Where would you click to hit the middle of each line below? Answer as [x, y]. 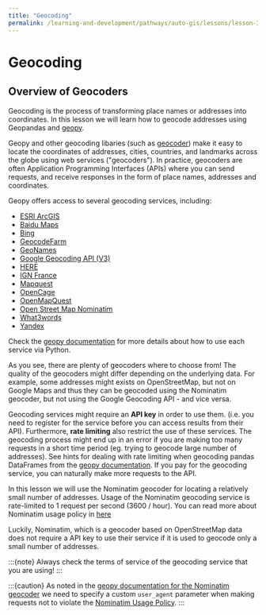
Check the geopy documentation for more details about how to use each [127, 341]
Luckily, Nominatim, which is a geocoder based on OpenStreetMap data [125, 529]
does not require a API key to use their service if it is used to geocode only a [133, 538]
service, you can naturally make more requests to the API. [103, 473]
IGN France [38, 275]
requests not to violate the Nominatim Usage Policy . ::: [97, 602]
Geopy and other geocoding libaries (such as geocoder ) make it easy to [125, 143]
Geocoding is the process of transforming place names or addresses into [127, 110]
